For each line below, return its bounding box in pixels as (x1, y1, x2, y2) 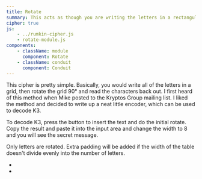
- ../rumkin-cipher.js (17, 31, 74, 37)
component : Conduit (22, 64, 71, 71)
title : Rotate (6, 8, 42, 15)
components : (6, 43, 36, 49)
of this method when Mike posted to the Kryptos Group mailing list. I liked (6, 94, 188, 101)
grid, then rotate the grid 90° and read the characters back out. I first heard (6, 88, 193, 95)
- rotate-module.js (17, 37, 66, 43)
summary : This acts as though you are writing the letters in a (6, 14, 171, 20)
